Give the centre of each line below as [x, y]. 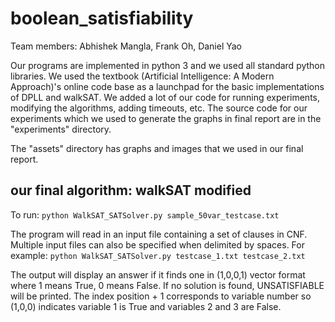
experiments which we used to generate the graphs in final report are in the [166, 118]
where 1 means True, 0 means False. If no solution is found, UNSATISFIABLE [167, 285]
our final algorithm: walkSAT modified [131, 190]
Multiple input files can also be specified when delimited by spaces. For [157, 244]
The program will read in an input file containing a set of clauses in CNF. [159, 234]
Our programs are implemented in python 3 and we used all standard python [168, 65]
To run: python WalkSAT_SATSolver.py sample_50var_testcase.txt [145, 214]
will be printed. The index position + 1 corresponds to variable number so [161, 296]
